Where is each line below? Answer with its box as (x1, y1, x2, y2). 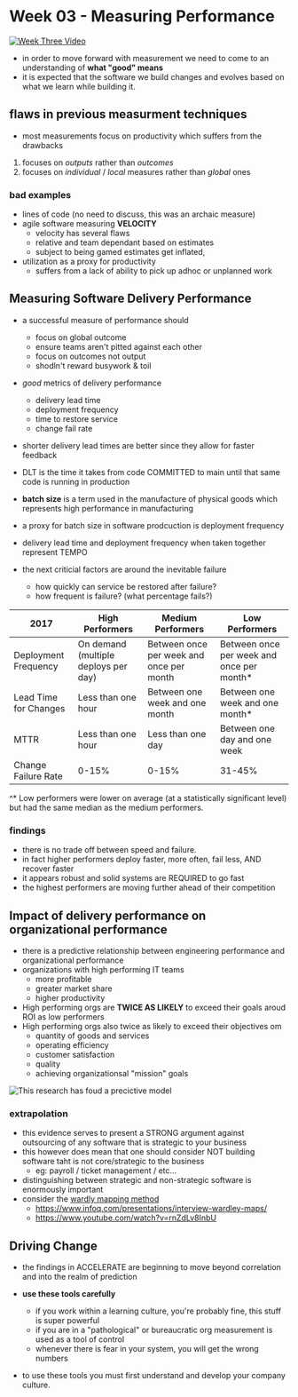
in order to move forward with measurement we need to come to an (21, 52, 270, 63)
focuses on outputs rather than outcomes (21, 157, 175, 168)
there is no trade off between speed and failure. (21, 845, 197, 855)
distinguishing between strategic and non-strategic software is (21, 1175, 252, 1186)
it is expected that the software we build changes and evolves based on (21, 71, 285, 82)
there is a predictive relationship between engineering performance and (21, 945, 286, 956)
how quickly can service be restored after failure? (35, 581, 217, 591)
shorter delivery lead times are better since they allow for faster (21, 440, 255, 450)
